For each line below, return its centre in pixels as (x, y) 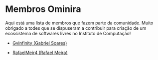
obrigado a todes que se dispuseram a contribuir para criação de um (76, 28)
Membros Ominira (43, 9)
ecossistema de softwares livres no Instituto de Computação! (68, 33)
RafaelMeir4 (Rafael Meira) (40, 53)
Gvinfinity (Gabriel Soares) (40, 43)
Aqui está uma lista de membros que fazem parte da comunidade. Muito (79, 23)
